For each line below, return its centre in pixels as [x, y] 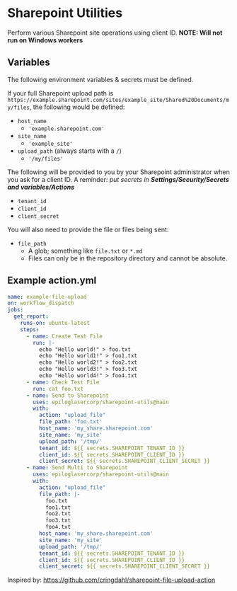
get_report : [31, 316]
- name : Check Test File [63, 382]
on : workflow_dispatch [41, 303]
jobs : [15, 310]
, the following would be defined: [77, 107]
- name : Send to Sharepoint [68, 395]
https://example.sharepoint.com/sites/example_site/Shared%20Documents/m [118, 100]
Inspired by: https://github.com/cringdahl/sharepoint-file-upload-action [111, 580]
